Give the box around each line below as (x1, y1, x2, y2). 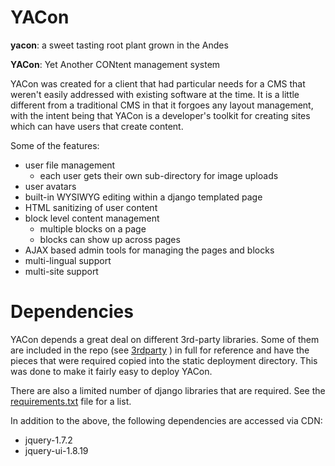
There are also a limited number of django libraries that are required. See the (10, 384, 326, 396)
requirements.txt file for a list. (10, 395, 132, 407)
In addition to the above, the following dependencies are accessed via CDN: (10, 414, 323, 426)
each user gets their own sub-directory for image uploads (39, 169, 279, 181)
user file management (24, 159, 116, 171)
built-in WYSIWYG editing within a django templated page (24, 191, 263, 203)
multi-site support (24, 265, 99, 277)
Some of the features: (10, 139, 100, 151)
